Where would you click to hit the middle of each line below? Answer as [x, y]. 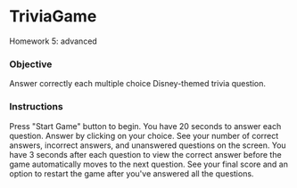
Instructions [37, 107]
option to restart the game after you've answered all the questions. [132, 173]
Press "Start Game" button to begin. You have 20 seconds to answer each [145, 126]
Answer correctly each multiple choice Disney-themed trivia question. [137, 84]
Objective [31, 64]
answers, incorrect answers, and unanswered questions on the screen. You [148, 145]
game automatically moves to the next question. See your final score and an [148, 164]
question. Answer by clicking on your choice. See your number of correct [144, 135]
